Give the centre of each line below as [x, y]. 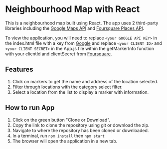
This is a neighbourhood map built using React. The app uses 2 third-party [82, 23]
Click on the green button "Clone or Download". [61, 120]
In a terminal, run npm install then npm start [58, 136]
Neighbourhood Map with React [73, 9]
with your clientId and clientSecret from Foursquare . [59, 54]
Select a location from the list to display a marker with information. [81, 92]
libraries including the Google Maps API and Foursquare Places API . [75, 28]
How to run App [30, 108]
